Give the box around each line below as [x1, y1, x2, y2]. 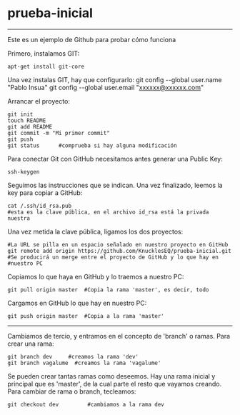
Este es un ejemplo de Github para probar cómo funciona [7, 35, 176, 44]
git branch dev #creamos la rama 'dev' [7, 353, 139, 360]
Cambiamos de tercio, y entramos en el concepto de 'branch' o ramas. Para [7, 331, 231, 340]
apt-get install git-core [7, 63, 84, 70]
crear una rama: [7, 339, 55, 348]
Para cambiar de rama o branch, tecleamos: [7, 387, 136, 396]
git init [7, 111, 34, 118]
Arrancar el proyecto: [7, 96, 70, 105]
